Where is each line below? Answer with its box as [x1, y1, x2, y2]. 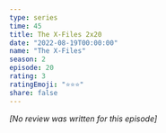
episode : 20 [9, 64, 54, 73]
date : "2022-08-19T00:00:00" [9, 38, 118, 48]
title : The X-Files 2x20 [9, 30, 102, 39]
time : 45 [9, 22, 42, 31]
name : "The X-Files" [9, 47, 87, 56]
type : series [9, 13, 58, 22]
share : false [9, 88, 58, 97]
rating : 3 [9, 72, 47, 81]
